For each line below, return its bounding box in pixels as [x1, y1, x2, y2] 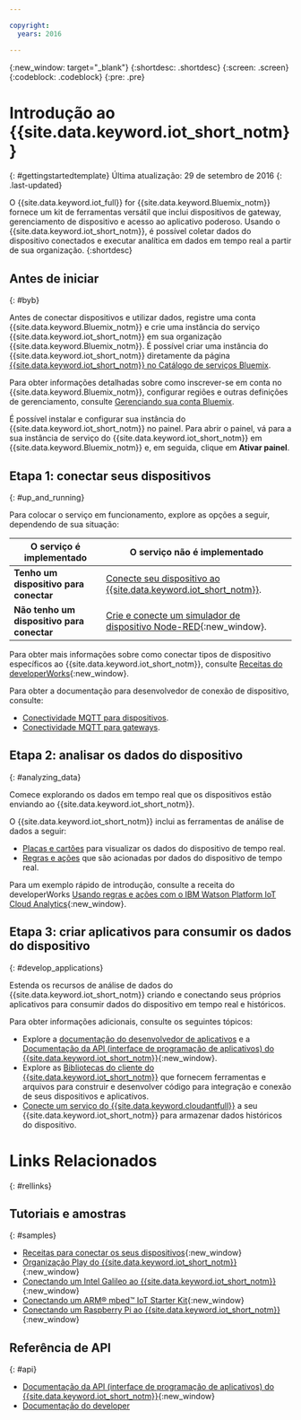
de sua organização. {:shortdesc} [9, 245, 133, 256]
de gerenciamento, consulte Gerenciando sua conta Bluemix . [9, 396, 235, 407]
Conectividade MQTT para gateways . [21, 722, 160, 733]
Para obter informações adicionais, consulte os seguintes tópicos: [9, 1015, 254, 1027]
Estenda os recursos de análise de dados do [9, 980, 173, 990]
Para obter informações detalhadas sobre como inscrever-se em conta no [9, 378, 282, 388]
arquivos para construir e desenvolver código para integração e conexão [21, 1081, 292, 1092]
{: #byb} [9, 295, 40, 306]
